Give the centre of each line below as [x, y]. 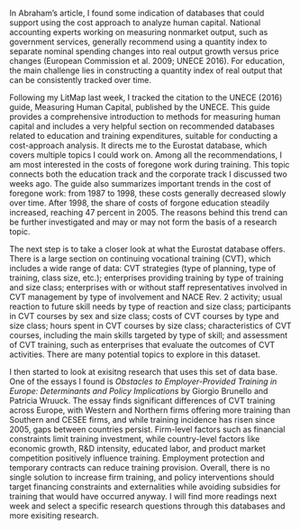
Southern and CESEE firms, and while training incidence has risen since [142, 420]
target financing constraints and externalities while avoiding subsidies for [145, 487]
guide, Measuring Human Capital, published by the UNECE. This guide [140, 107]
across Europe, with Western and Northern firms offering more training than [150, 410]
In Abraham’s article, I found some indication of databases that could [137, 13]
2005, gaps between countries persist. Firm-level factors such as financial [147, 429]
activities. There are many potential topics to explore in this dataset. [135, 354]
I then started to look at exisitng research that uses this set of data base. [144, 372]
